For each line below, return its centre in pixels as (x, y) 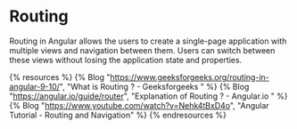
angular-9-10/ (35, 86)
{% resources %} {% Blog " (60, 77)
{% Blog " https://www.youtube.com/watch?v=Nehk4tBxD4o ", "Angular (139, 105)
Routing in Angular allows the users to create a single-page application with (148, 41)
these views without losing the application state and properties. (126, 60)
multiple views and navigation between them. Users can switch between (142, 50)
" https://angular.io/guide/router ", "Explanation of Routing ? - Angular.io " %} (148, 96)
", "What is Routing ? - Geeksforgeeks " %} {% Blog (154, 86)
